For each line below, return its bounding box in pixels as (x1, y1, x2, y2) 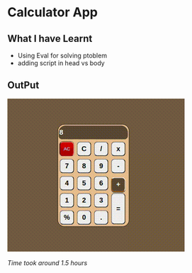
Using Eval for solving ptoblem (17, 51, 108, 60)
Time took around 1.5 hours (7, 258, 88, 267)
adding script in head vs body (17, 59, 105, 67)
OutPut (7, 79, 40, 91)
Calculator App (7, 4, 98, 21)
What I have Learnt (7, 33, 93, 45)
